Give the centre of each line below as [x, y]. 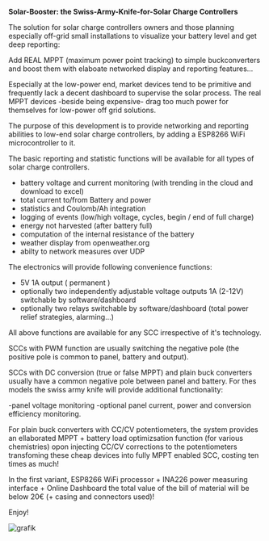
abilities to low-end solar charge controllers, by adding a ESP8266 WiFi [127, 134]
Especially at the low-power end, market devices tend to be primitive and [130, 84]
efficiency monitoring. [45, 414]
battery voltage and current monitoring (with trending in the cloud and [137, 182]
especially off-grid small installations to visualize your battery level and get [132, 36]
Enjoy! [19, 512]
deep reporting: [34, 44]
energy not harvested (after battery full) [86, 226]
